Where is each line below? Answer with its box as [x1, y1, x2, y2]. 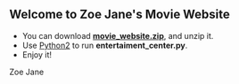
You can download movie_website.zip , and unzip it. [21, 30, 214, 41]
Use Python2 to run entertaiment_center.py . [21, 40, 188, 50]
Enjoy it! [21, 49, 52, 60]
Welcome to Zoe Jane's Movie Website [9, 7, 230, 22]
